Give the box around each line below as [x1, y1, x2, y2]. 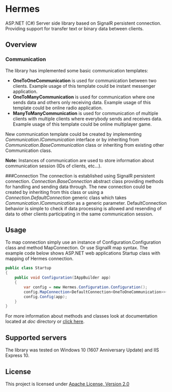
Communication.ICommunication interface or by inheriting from [5, 136, 139, 143]
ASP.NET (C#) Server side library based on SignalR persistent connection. [5, 20, 162, 26]
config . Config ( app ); [24, 294, 68, 299]
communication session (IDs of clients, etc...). [5, 163, 102, 169]
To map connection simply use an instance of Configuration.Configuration [5, 239, 161, 245]
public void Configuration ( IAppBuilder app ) [14, 275, 111, 280]
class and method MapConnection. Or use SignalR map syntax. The [5, 245, 148, 251]
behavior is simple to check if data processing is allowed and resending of [5, 205, 162, 211]
